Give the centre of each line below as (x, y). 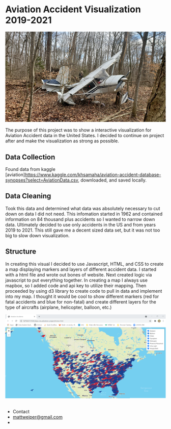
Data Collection (30, 157)
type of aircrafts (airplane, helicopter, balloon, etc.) (59, 307)
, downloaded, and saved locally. (112, 180)
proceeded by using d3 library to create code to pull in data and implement (84, 291)
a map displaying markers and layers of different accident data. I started (81, 269)
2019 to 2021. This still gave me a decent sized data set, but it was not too (83, 230)
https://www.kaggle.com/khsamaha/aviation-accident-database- (93, 174)
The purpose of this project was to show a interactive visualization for (78, 130)
